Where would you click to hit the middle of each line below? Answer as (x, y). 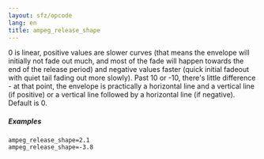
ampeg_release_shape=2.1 (49, 140)
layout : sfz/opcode (40, 15)
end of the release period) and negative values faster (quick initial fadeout (129, 70)
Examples (25, 121)
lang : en (23, 23)
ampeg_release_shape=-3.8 (51, 147)
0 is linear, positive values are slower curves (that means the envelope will (129, 53)
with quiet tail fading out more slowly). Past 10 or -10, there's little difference (132, 78)
